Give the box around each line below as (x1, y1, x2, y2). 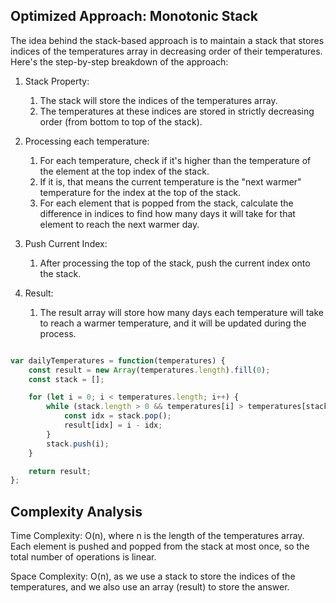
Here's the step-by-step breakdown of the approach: (10, 55, 229, 68)
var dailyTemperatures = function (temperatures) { (10, 355, 226, 366)
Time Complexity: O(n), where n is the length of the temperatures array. (10, 530, 305, 542)
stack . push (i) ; (46, 439, 110, 449)
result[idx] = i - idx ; (63, 420, 163, 431)
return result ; (28, 466, 92, 476)
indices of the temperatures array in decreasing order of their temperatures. (10, 45, 323, 57)
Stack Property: (24, 75, 90, 87)
